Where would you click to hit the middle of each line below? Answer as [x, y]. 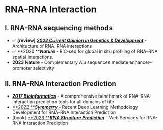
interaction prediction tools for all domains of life [63, 101]
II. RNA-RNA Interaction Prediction [61, 84]
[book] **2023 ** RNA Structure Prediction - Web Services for [79, 117]
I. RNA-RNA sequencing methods [59, 28]
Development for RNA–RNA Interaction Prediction [64, 112]
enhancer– [141, 62]
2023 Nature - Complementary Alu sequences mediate [70, 62]
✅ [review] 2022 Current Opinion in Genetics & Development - [79, 40]
